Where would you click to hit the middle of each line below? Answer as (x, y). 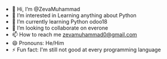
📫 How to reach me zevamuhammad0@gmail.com (74, 35)
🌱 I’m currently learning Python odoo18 (59, 22)
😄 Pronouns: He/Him (38, 43)
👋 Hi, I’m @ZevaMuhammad (46, 9)
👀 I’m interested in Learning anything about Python (74, 15)
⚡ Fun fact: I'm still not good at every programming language (86, 50)
